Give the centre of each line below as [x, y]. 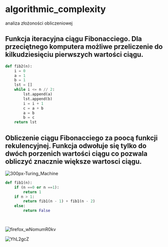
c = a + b [33, 108]
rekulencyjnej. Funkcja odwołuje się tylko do [76, 146]
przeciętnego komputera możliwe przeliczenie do [84, 47]
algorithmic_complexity [56, 9]
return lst [26, 122]
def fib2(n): [19, 66]
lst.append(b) [38, 99]
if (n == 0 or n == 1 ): [37, 187]
